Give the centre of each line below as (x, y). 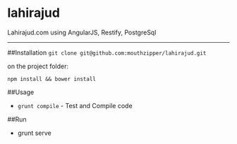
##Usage (21, 92)
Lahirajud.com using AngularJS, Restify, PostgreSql (82, 32)
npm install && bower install (52, 79)
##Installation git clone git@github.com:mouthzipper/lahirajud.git (107, 52)
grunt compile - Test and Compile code (75, 105)
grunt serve (34, 133)
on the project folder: (38, 66)
